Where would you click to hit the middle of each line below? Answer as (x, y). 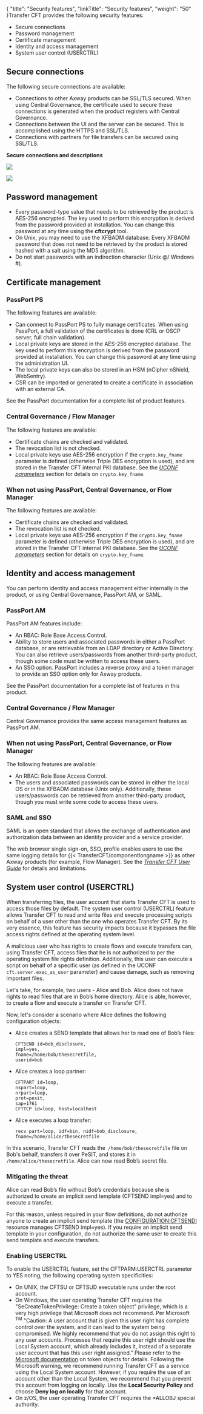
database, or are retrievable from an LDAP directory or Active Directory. (105, 648)
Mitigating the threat (37, 1176)
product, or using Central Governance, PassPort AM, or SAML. (84, 594)
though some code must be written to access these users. (88, 661)
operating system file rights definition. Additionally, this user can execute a (99, 959)
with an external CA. (40, 389)
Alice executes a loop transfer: (53, 1120)
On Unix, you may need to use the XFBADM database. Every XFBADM (102, 237)
